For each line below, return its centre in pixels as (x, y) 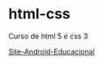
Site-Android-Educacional (51, 51)
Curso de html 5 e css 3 (48, 36)
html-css (39, 14)
